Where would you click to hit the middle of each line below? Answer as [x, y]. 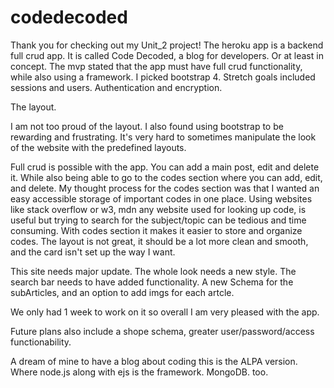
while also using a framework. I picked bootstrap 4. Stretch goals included [163, 77]
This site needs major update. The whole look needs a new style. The [153, 271]
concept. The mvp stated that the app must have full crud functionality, [156, 66]
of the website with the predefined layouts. [98, 147]
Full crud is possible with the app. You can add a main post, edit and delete [165, 167]
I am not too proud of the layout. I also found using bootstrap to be [147, 126]
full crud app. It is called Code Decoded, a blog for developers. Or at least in [167, 55]
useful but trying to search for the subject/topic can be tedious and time [158, 220]
